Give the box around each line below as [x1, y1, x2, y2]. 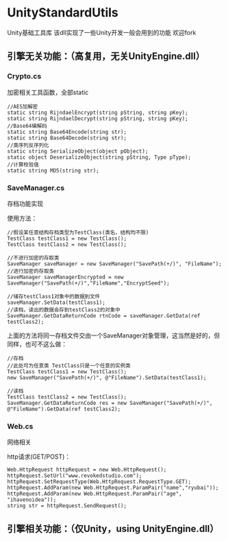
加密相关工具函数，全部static [7, 88, 89, 96]
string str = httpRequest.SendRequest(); [7, 503, 127, 509]
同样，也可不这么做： [7, 340, 67, 348]
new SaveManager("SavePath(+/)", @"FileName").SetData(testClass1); [7, 374, 207, 381]
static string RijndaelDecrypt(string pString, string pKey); [7, 115, 188, 122]
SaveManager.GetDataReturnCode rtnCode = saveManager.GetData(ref [7, 312, 201, 319]
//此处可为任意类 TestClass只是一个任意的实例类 [7, 362, 131, 369]
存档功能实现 [7, 199, 43, 208]
